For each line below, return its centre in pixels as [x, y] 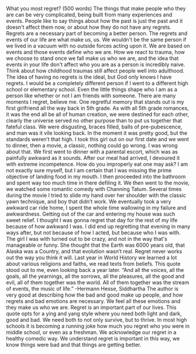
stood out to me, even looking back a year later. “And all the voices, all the [95, 270]
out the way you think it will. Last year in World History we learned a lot [92, 258]
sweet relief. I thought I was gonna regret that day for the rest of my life [92, 220]
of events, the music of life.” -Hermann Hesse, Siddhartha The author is [92, 289]
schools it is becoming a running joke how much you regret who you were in [98, 326]
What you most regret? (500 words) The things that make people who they [96, 8]
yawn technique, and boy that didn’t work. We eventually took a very [89, 201]
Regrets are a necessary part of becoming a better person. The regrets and [97, 33]
